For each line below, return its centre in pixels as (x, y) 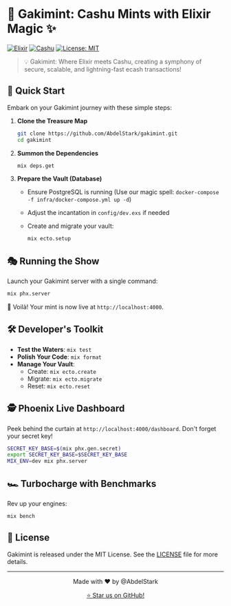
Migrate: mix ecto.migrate (65, 379)
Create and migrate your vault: (70, 226)
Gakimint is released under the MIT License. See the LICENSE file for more (113, 554)
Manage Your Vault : (46, 364)
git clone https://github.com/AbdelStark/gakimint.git (97, 134)
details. (18, 561)
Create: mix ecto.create (62, 371)
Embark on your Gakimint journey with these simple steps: (90, 107)
